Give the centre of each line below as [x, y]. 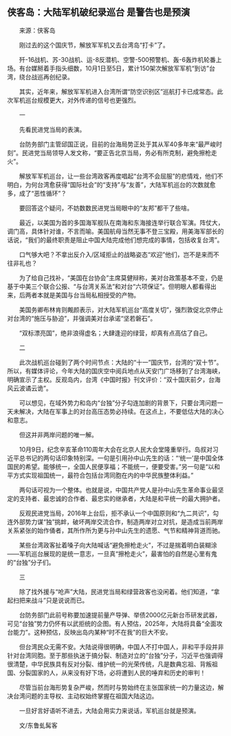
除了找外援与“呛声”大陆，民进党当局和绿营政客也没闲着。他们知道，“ [117, 591]
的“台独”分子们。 [31, 562]
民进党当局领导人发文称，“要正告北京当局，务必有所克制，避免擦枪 [117, 152]
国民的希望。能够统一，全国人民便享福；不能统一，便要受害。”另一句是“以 [111, 466]
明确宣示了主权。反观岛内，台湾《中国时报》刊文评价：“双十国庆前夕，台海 [114, 379]
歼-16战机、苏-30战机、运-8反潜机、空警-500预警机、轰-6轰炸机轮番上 [120, 59]
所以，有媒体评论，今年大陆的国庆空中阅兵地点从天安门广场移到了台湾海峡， [115, 370]
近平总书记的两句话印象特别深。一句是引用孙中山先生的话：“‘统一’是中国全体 [115, 458]
